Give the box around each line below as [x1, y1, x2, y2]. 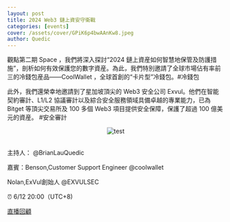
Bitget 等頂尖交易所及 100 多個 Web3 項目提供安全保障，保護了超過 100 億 [7, 105, 218, 113]
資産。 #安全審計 [19, 113, 67, 121]
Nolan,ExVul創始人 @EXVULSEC [7, 178, 99, 186]
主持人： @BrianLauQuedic [7, 149, 85, 157]
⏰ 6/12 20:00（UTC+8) [7, 192, 74, 201]
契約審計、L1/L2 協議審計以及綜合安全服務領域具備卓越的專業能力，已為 [7, 96, 211, 104]
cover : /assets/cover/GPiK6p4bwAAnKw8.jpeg [7, 29, 134, 37]
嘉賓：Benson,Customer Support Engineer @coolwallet [7, 163, 164, 172]
